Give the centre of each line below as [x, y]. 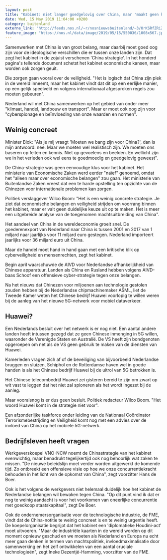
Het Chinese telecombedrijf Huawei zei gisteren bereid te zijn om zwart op [81, 379]
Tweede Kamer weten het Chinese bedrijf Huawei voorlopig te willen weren [82, 295]
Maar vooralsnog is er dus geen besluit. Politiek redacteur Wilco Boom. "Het [83, 400]
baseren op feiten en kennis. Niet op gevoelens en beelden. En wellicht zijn [82, 152]
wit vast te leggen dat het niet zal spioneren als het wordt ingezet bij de [78, 385]
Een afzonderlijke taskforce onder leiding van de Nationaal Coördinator [78, 415]
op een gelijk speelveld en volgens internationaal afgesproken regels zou [80, 89]
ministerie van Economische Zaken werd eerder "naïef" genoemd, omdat [80, 173]
